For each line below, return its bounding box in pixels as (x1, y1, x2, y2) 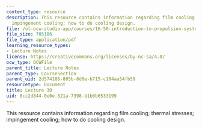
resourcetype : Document (6, 82, 66, 88)
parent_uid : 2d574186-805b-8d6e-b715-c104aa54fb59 (6, 76, 136, 82)
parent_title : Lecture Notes (6, 64, 79, 71)
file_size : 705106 (6, 31, 52, 37)
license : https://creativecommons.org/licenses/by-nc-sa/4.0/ (6, 54, 165, 60)
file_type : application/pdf (6, 37, 77, 43)
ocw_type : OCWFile (6, 59, 52, 65)
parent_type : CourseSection (6, 71, 77, 77)
